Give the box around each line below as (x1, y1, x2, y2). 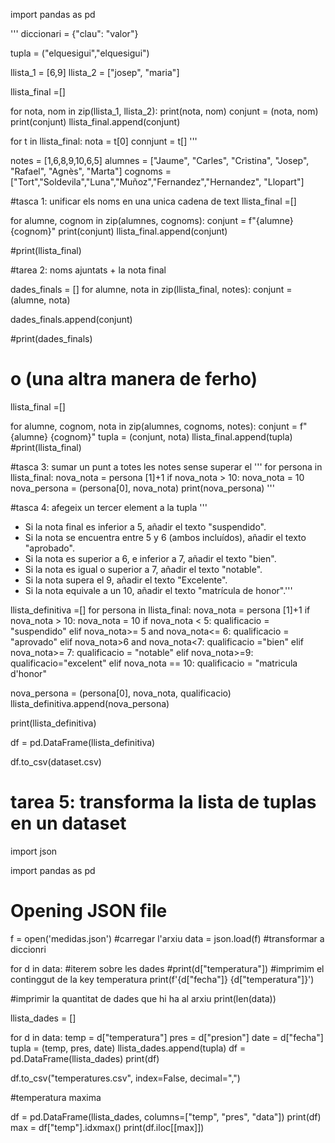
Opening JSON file (10, 900, 168, 923)
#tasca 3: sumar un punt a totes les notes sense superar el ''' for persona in (10, 460, 323, 473)
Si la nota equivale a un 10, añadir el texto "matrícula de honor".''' (24, 584, 293, 596)
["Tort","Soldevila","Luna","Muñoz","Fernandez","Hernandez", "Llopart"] (10, 176, 305, 188)
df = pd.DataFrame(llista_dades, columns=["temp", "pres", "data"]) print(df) (10, 1110, 322, 1123)
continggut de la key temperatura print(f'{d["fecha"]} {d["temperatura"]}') (10, 973, 315, 985)
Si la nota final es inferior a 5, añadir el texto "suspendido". (24, 520, 267, 533)
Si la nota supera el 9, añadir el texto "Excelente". (24, 574, 228, 586)
